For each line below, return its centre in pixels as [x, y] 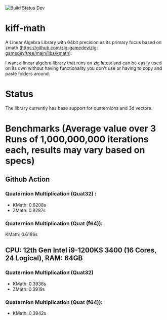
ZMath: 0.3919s [29, 289]
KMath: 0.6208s [29, 205]
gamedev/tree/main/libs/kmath [37, 53]
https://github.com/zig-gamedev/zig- [60, 48]
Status [19, 94]
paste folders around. [28, 73]
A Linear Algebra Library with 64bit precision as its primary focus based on [83, 42]
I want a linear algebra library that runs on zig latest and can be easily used [83, 63]
